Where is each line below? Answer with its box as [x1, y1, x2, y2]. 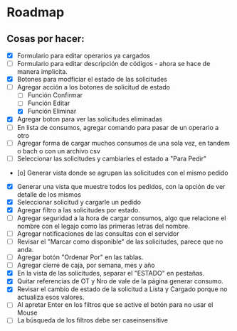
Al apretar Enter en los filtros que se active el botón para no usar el [16, 300, 214, 309]
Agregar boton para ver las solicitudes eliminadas [16, 115, 163, 124]
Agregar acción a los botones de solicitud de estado [16, 83, 170, 92]
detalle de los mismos [16, 190, 81, 199]
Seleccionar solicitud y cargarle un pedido [16, 197, 142, 206]
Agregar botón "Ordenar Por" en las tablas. [16, 253, 144, 261]
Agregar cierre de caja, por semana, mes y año [16, 261, 155, 270]
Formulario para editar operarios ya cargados [16, 51, 150, 60]
